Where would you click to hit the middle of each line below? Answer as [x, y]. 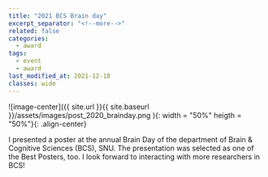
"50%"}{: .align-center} [48, 124]
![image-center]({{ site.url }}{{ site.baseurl [79, 107]
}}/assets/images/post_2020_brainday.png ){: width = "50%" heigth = [125, 115]
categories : [28, 38]
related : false [34, 31]
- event [29, 61]
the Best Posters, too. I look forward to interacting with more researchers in [134, 156]
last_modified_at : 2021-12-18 [60, 76]
